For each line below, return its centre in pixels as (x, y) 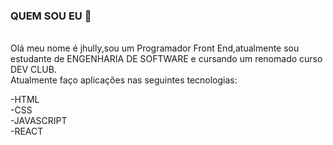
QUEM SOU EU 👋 (51, 16)
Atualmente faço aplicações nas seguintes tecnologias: (124, 80)
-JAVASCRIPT (39, 121)
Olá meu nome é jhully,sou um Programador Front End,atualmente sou (155, 48)
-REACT (27, 131)
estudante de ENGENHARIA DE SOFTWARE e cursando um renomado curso (166, 59)
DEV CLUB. (33, 70)
